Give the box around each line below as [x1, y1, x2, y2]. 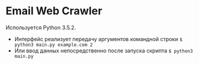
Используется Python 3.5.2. [5, 24, 76, 31]
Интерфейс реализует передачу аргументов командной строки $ [14, 35, 183, 42]
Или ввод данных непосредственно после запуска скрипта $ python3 [14, 47, 193, 54]
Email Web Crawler [5, 4, 103, 18]
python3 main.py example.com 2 [14, 42, 93, 48]
